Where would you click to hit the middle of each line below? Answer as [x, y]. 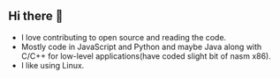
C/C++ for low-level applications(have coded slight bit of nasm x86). [146, 56]
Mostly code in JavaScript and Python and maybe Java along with [141, 47]
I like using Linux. [53, 65]
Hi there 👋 [36, 16]
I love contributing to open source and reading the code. [124, 37]
